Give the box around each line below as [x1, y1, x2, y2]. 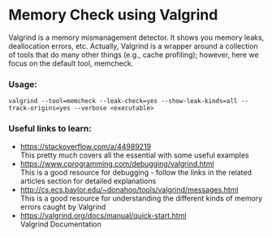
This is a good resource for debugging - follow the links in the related [19, 167, 253, 177]
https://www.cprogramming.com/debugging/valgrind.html [19, 158, 214, 168]
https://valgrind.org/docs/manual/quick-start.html [19, 210, 187, 220]
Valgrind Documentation [19, 219, 101, 229]
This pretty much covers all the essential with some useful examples [19, 150, 249, 160]
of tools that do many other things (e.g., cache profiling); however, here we [8, 50, 259, 59]
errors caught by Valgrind [19, 201, 106, 212]
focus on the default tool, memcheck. [8, 58, 134, 68]
